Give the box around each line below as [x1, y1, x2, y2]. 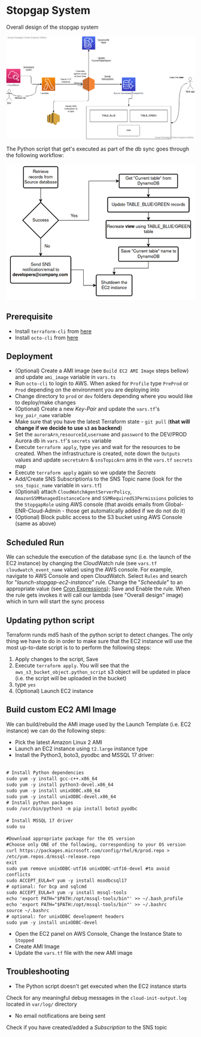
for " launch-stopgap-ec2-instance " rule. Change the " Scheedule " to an [6, 579, 184, 586]
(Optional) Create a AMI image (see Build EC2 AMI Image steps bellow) [14, 367, 189, 375]
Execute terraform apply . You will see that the [14, 662, 130, 669]
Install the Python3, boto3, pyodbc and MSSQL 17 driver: [14, 751, 154, 758]
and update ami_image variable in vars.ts [14, 373, 116, 381]
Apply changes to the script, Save [14, 656, 99, 663]
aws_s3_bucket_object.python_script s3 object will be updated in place [14, 668, 191, 676]
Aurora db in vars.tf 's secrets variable [14, 437, 112, 444]
